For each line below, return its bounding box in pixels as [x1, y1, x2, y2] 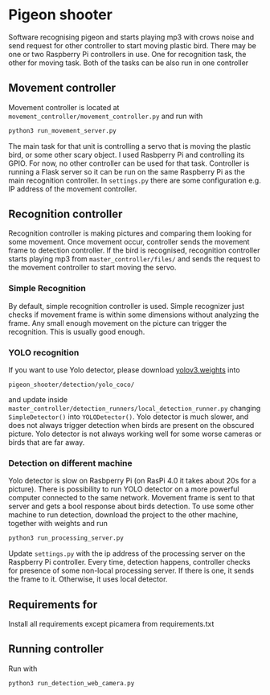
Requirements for [8, 598, 98, 611]
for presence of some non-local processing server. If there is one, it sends [8, 565, 255, 576]
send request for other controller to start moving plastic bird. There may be [8, 40, 257, 50]
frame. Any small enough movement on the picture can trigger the [8, 318, 227, 327]
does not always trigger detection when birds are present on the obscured [8, 421, 255, 430]
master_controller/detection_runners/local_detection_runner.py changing [8, 404, 261, 413]
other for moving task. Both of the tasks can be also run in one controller [8, 58, 249, 68]
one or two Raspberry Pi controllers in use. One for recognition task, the [8, 49, 247, 59]
